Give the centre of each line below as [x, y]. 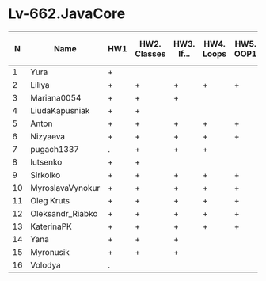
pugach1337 [55, 149]
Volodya [46, 264]
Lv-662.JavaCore [67, 14]
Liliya [40, 85]
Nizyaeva [48, 136]
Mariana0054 [56, 97]
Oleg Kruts [50, 200]
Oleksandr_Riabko [64, 213]
